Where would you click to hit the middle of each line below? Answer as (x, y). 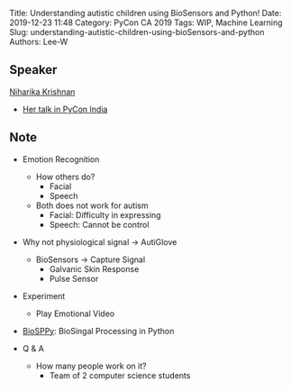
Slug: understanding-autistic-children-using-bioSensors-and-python (137, 32)
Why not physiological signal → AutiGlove (100, 241)
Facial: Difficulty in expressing (105, 214)
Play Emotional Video (75, 313)
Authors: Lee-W (39, 41)
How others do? (65, 177)
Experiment (44, 295)
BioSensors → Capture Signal (91, 259)
